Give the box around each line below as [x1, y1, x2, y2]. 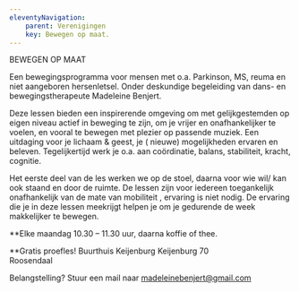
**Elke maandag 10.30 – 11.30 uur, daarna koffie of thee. [9, 228, 218, 239]
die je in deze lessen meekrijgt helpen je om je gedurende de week [9, 202, 256, 212]
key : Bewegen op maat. [25, 30, 110, 39]
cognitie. [9, 156, 42, 167]
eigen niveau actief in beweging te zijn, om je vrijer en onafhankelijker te [9, 117, 276, 128]
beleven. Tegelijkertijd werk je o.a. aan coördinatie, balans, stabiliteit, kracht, [9, 146, 291, 157]
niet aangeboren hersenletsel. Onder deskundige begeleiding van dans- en [9, 82, 286, 92]
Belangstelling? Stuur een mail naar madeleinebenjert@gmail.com [9, 272, 252, 283]
